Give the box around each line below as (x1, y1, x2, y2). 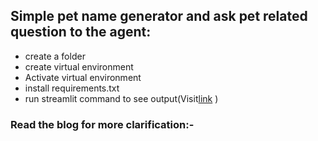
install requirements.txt (24, 82, 120, 94)
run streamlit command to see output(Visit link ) (24, 92, 219, 104)
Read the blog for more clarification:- (10, 117, 195, 131)
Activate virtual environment (24, 71, 142, 83)
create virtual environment (24, 60, 134, 73)
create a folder (24, 50, 86, 62)
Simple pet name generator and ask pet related (10, 8, 308, 25)
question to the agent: (10, 24, 152, 41)
